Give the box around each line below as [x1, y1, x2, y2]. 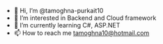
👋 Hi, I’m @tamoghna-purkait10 [13, 7, 104, 14]
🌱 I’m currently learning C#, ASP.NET [13, 21, 121, 29]
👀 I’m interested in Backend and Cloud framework [13, 14, 157, 22]
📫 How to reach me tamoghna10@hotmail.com [13, 29, 150, 37]
